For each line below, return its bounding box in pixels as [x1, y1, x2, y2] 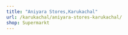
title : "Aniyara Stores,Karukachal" [6, 8, 98, 15]
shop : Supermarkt [6, 20, 50, 26]
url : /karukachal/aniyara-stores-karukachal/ [6, 14, 122, 20]
